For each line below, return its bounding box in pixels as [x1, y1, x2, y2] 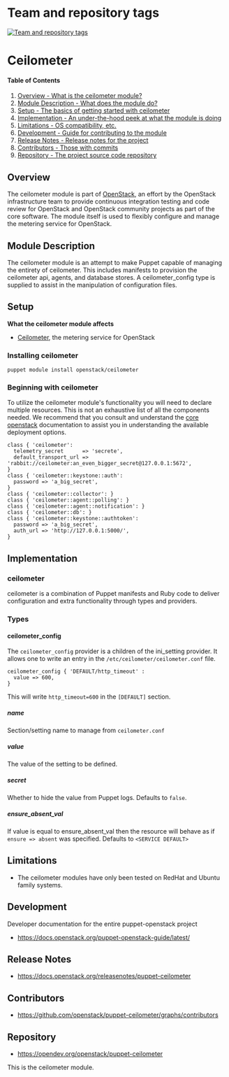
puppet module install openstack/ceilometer [7, 366, 139, 373]
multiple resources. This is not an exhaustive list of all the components [7, 406, 209, 414]
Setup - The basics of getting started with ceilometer [17, 106, 170, 115]
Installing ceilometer [7, 350, 79, 360]
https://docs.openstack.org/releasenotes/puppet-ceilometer [17, 972, 191, 980]
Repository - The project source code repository [17, 151, 157, 159]
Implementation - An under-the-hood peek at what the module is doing [17, 114, 222, 122]
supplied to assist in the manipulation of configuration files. [7, 280, 177, 289]
